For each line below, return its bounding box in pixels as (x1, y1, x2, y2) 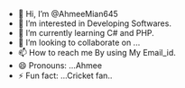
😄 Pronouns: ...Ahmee (17, 60, 102, 71)
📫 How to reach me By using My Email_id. (17, 48, 176, 57)
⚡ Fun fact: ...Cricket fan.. (17, 70, 113, 81)
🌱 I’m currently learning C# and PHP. (17, 28, 155, 38)
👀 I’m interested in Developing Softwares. (17, 18, 171, 29)
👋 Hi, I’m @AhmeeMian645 (17, 9, 119, 19)
